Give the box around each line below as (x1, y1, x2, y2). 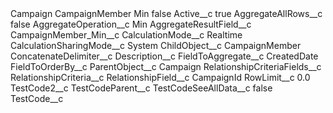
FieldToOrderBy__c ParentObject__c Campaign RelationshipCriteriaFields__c (10, 61, 322, 72)
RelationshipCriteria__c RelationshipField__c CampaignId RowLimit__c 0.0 (10, 72, 311, 83)
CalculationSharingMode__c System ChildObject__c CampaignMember (10, 40, 302, 51)
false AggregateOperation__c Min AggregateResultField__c (10, 18, 252, 30)
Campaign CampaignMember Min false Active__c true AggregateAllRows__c (10, 8, 323, 19)
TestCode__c (10, 93, 64, 104)
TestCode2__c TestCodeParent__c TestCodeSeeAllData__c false (10, 82, 273, 94)
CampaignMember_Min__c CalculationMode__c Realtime (10, 29, 243, 41)
